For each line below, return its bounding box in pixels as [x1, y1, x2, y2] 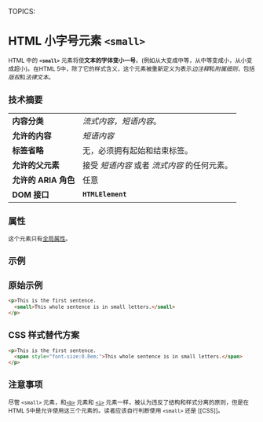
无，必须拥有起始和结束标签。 [82, 145, 193, 156]
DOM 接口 [12, 189, 49, 200]
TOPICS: [8, 7, 36, 16]
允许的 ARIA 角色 [12, 174, 75, 185]
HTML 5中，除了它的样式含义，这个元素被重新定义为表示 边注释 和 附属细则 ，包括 [38, 65, 255, 73]
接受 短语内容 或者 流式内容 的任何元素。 [82, 160, 233, 171]
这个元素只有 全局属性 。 [8, 235, 72, 243]
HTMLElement [82, 189, 127, 199]
